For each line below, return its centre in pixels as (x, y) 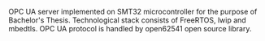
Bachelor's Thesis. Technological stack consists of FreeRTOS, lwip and (127, 20)
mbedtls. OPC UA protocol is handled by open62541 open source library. (130, 29)
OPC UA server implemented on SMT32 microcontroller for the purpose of (133, 12)
